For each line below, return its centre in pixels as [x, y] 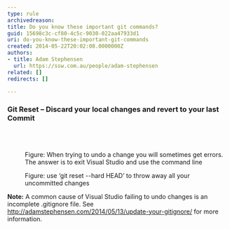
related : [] [25, 72]
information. [25, 218]
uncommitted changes [57, 183]
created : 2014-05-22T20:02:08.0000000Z [66, 46]
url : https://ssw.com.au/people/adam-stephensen [86, 66]
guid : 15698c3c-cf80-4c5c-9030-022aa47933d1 [73, 33]
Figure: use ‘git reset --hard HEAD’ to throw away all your [108, 175]
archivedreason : [31, 20]
